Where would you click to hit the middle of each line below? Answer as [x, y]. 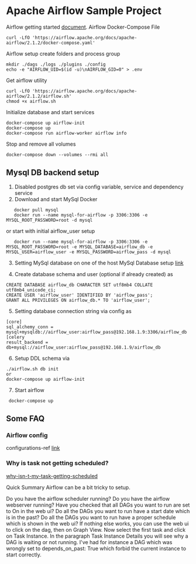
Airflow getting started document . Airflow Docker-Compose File [83, 27]
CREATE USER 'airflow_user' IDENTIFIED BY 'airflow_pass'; [80, 295]
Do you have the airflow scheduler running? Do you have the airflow [88, 498]
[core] [14, 322]
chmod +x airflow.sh [31, 101]
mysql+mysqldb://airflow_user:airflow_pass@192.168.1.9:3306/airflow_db [97, 332]
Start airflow [30, 390]
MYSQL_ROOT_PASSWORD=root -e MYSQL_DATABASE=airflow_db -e [80, 247]
